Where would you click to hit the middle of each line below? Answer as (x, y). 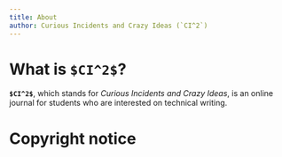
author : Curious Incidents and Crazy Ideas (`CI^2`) (109, 26)
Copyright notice (73, 138)
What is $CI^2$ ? (68, 69)
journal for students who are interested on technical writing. (118, 103)
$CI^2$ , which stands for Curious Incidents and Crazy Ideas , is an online (141, 93)
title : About (33, 17)
